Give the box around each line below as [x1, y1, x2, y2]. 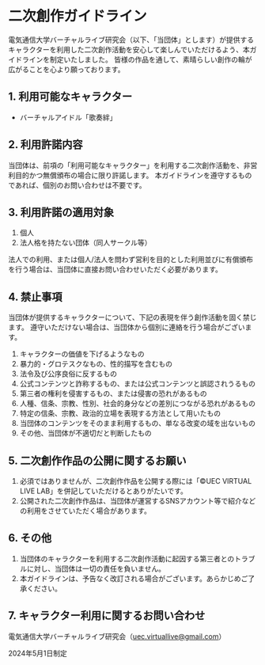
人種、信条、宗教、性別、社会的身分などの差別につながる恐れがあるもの [19, 399, 256, 408]
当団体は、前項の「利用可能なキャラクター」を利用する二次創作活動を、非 [8, 160, 251, 170]
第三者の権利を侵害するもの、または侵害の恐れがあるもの [19, 389, 207, 398]
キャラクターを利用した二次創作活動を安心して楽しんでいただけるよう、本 [8, 44, 251, 54]
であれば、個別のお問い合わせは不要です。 [8, 180, 146, 190]
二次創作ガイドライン [8, 7, 148, 25]
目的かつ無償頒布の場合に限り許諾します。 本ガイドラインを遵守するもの [14, 170, 252, 180]
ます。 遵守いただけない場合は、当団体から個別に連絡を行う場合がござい [8, 322, 245, 332]
